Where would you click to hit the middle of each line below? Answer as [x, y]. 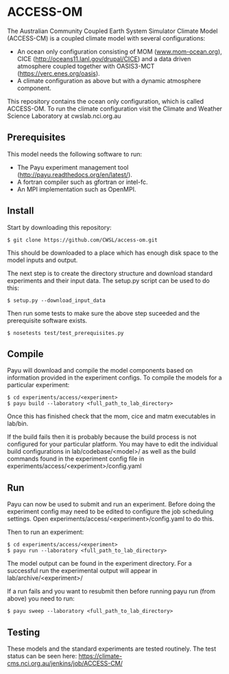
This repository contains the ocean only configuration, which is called [106, 101]
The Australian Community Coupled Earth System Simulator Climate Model [112, 31]
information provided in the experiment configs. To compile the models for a [114, 377]
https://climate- [100, 656]
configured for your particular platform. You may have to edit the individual [112, 444]
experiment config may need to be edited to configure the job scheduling [110, 511]
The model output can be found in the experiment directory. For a [99, 563]
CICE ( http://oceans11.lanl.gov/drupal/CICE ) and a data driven [104, 58]
